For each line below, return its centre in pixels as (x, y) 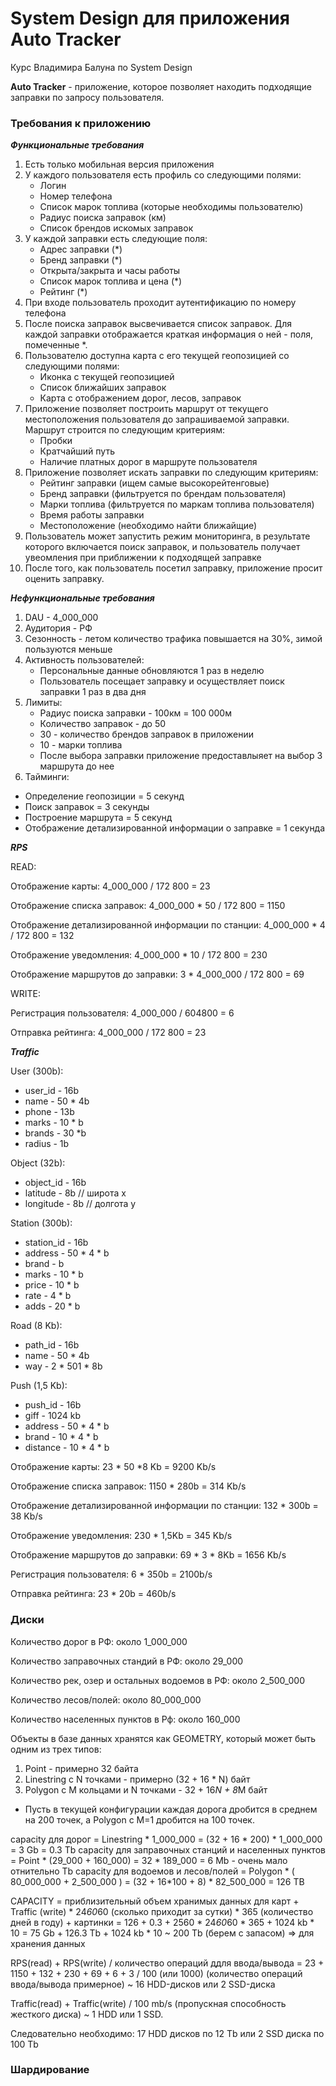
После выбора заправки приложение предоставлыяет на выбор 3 (181, 756)
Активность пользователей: (84, 660)
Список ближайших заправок (103, 388)
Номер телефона (76, 196)
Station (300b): (41, 1223)
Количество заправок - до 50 (103, 724)
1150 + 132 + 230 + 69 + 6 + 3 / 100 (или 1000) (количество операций (156, 1973)
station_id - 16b (56, 1243)
